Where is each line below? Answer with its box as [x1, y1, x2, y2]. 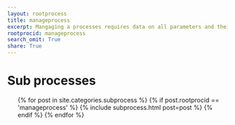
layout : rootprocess [7, 10, 68, 17]
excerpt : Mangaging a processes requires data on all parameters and [7, 23, 215, 30]
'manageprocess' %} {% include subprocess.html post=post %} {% [17, 103, 213, 112]
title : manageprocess [7, 17, 71, 24]
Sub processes [7, 73, 97, 89]
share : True [7, 43, 42, 50]
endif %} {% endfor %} [17, 110, 85, 119]
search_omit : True [7, 36, 61, 43]
